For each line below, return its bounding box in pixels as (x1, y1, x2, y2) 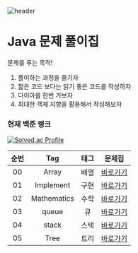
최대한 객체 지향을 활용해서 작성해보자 (17, 100, 122, 108)
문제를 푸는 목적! (7, 58, 53, 66)
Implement (35, 180, 71, 190)
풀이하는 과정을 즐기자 (17, 73, 79, 81)
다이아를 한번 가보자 (17, 90, 73, 99)
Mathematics (30, 194, 74, 204)
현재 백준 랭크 (7, 119, 52, 129)
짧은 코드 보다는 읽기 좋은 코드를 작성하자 (17, 82, 132, 90)
